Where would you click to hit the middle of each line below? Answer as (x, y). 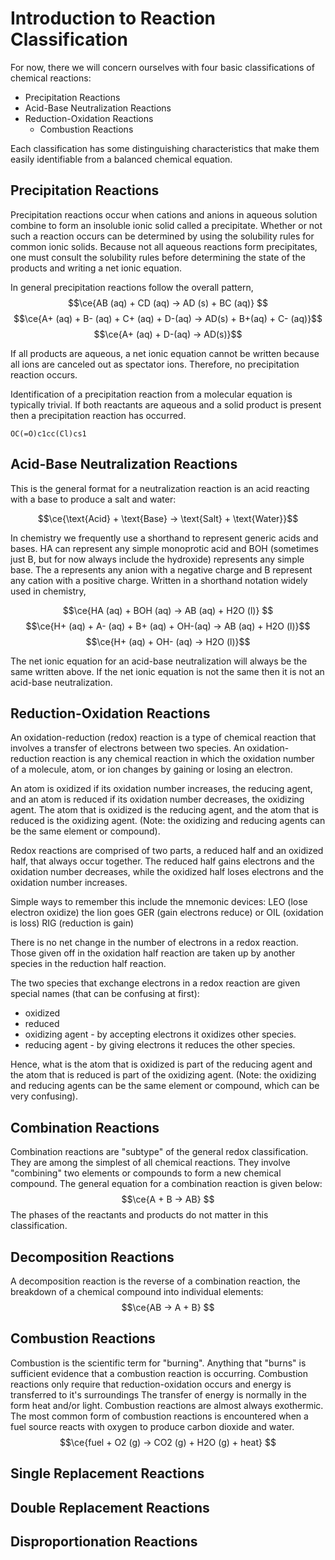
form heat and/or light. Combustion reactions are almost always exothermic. (167, 1405)
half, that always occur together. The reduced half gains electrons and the (162, 861)
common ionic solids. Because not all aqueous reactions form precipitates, (164, 246)
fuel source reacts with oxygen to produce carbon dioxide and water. (152, 1426)
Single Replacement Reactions (107, 1473)
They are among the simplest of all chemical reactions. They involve (150, 1163)
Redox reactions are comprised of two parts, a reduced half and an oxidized (167, 851)
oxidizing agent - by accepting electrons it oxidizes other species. (160, 1034)
